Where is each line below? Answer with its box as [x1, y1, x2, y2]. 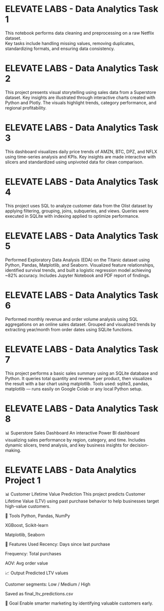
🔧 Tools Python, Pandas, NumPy [5, 513, 70, 519]
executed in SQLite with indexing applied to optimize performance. [5, 213, 140, 219]
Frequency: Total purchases [5, 551, 62, 557]
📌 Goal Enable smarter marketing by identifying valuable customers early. [5, 600, 153, 606]
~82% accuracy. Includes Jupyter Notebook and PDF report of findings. [5, 272, 150, 278]
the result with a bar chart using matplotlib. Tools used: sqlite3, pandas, [5, 381, 149, 386]
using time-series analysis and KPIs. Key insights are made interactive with [5, 154, 156, 159]
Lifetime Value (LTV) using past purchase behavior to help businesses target [5, 498, 159, 504]
